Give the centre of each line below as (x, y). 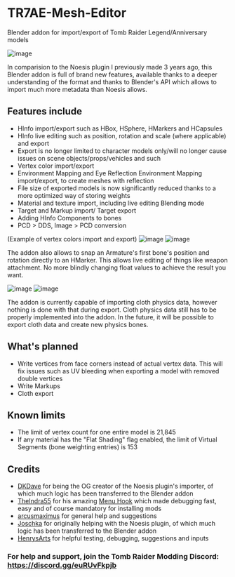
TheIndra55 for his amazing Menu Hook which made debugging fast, (117, 501)
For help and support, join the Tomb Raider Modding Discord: (113, 557)
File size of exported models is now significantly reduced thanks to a (116, 188)
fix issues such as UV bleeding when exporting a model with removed (118, 371)
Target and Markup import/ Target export (77, 210)
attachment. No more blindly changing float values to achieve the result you (117, 267)
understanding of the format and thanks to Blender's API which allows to (112, 81)
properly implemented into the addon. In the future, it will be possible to (110, 317)
